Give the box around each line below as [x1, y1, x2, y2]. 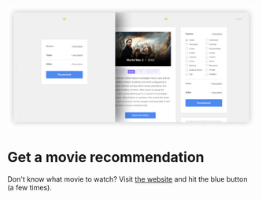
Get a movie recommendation [7, 148, 205, 166]
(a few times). [7, 182, 52, 192]
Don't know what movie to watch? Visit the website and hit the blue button [7, 174, 248, 183]
